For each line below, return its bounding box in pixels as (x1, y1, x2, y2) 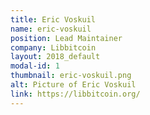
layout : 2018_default (10, 52, 101, 62)
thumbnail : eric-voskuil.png (10, 71, 132, 81)
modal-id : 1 (10, 61, 60, 71)
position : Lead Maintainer (10, 33, 123, 43)
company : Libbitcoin (10, 42, 97, 53)
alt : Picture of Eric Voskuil (10, 80, 137, 90)
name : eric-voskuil (10, 24, 92, 34)
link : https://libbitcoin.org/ (10, 89, 141, 99)
